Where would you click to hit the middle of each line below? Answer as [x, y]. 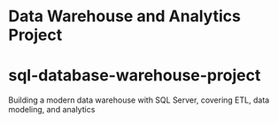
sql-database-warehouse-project [135, 76]
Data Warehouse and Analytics [124, 16]
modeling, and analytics [52, 110]
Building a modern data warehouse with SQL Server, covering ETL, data [139, 100]
